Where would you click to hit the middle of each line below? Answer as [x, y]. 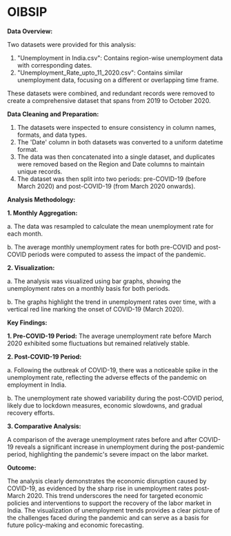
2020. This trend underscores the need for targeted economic [115, 495]
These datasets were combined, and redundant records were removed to [111, 93]
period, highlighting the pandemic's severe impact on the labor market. [108, 454]
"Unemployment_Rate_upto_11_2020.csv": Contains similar [100, 73]
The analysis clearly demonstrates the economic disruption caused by [107, 481]
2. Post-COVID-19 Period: [44, 356]
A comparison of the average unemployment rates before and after [102, 439]
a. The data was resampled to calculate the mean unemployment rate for [110, 226]
